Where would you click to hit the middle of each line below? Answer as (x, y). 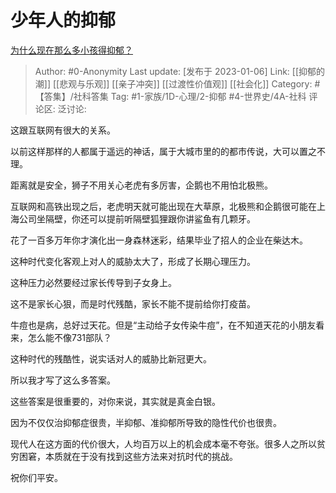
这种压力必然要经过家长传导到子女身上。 (93, 282)
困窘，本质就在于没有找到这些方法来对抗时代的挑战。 (128, 456)
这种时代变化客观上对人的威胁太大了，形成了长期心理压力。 (133, 261)
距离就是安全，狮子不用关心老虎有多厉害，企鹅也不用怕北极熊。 (141, 185)
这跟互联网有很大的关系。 (63, 130)
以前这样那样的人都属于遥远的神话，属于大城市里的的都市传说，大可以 (155, 151)
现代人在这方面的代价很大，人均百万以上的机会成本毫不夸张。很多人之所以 (163, 443)
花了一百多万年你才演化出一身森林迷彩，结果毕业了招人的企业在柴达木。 (159, 240)
